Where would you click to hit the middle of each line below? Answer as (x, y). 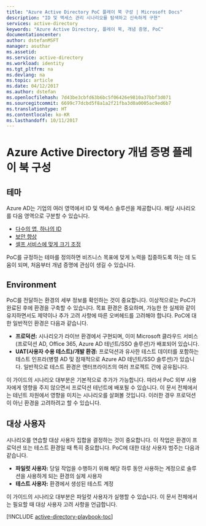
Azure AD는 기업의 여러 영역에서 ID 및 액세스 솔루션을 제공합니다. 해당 (90, 208)
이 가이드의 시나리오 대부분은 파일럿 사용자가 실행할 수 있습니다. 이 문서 (91, 497)
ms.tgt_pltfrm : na (30, 69)
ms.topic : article (30, 80)
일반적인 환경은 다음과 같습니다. (50, 323)
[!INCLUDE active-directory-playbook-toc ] (60, 516)
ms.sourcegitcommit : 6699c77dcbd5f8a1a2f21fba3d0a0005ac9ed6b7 (89, 103)
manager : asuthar (29, 47)
